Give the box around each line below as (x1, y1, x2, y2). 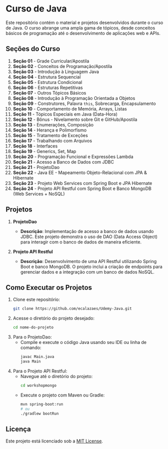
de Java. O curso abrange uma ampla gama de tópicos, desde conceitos (5, 24, 155, 30)
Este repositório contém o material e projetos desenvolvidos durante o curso (5, 19, 163, 25)
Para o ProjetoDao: (12, 334, 52, 340)
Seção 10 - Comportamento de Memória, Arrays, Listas (12, 105, 127, 111)
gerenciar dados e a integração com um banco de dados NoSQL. (20, 268, 154, 275)
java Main (20, 359, 41, 364)
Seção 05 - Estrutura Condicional (12, 79, 82, 85)
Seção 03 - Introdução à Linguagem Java (12, 68, 99, 74)
